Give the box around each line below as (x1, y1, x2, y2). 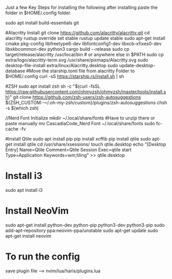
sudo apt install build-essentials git (5, 20, 79, 26)
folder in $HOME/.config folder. (5, 10, 72, 16)
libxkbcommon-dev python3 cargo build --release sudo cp (5, 46, 130, 52)
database (5, 68, 26, 74)
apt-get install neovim (5, 233, 51, 239)
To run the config (5, 251, 80, 263)
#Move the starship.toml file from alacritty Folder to (26, 68, 135, 74)
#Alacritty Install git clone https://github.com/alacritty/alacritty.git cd (5, 30, 150, 35)
